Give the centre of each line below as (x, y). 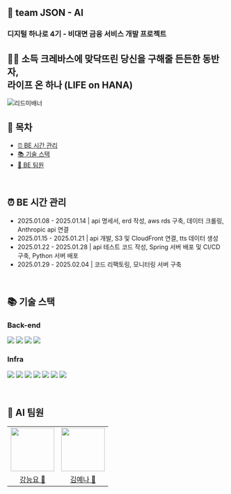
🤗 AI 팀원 (25, 413)
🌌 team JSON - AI (45, 13)
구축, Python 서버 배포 (48, 255)
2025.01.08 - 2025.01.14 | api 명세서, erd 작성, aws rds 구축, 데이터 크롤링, (120, 220)
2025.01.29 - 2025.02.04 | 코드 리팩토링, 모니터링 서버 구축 (99, 264)
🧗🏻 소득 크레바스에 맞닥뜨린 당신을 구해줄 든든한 (104, 59)
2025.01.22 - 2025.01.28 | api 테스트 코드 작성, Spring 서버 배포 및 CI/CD (119, 247)
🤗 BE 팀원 (31, 165)
